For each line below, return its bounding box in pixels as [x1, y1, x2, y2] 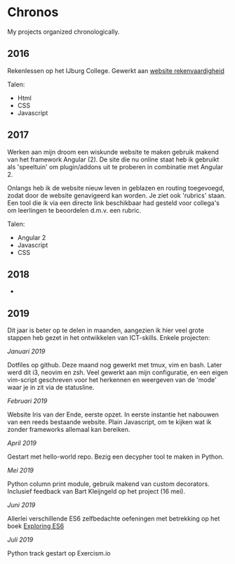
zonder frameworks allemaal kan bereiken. [7, 426, 130, 434]
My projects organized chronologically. [7, 27, 120, 36]
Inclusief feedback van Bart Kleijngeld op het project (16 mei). [7, 487, 186, 496]
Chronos [7, 4, 59, 20]
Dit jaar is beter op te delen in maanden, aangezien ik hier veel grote [7, 326, 205, 334]
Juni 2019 [7, 501, 36, 509]
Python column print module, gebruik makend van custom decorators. [7, 480, 210, 488]
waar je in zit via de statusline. [7, 383, 95, 392]
